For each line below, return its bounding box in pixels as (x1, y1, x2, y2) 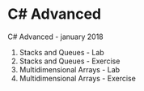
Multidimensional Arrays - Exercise (19, 73, 137, 83)
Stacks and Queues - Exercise (19, 56, 121, 66)
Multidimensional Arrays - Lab (19, 64, 121, 74)
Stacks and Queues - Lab (19, 47, 104, 57)
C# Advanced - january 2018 (7, 32, 104, 41)
